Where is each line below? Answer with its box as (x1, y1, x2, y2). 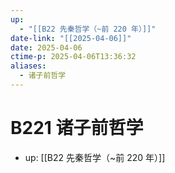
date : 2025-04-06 (10, 42, 83, 53)
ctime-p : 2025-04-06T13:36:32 (10, 52, 137, 62)
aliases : (10, 61, 47, 71)
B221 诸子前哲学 (10, 117, 144, 140)
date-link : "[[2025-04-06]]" (10, 33, 132, 43)
